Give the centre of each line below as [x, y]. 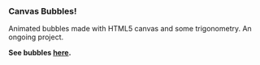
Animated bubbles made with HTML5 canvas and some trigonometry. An [130, 29]
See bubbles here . [40, 53]
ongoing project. [36, 37]
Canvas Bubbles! [43, 11]
